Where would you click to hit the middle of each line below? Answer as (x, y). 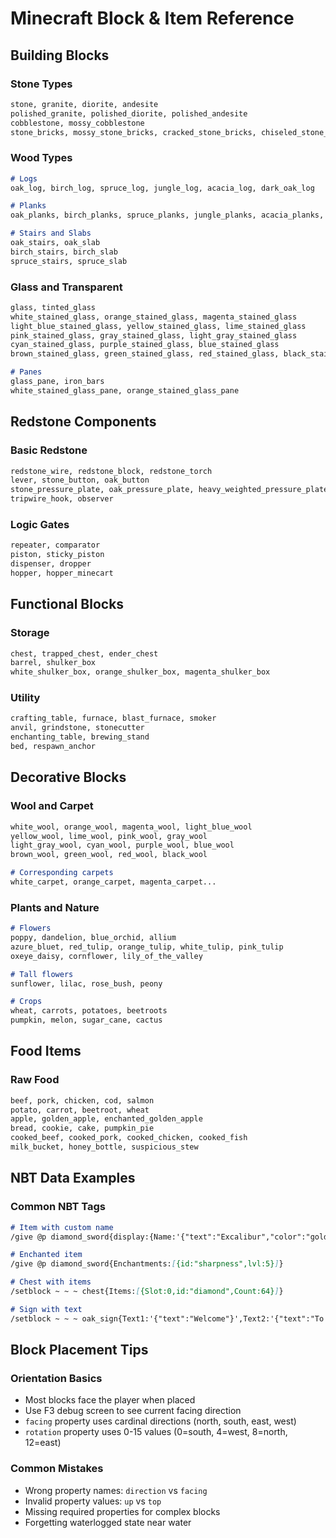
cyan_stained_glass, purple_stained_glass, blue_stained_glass (145, 345)
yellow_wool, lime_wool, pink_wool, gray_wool (109, 836)
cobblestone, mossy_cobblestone (77, 123)
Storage (30, 633)
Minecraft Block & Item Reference (152, 18)
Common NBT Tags (58, 1207)
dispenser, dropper (51, 564)
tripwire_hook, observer (62, 499)
